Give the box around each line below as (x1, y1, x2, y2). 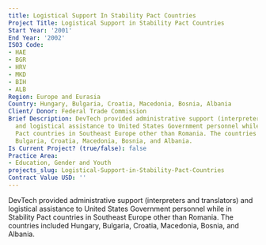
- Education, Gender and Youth (8, 159, 112, 167)
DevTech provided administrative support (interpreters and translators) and (8, 195, 253, 205)
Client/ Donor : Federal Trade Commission (8, 108, 147, 116)
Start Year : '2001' (8, 26, 73, 34)
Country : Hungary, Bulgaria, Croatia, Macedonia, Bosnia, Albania (8, 100, 232, 108)
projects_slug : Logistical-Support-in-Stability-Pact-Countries (8, 167, 225, 174)
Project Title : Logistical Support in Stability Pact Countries (8, 19, 225, 27)
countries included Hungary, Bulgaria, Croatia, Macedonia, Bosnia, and (8, 220, 240, 230)
